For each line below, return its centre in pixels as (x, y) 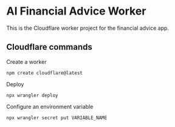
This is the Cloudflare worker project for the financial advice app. (87, 28)
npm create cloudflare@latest (45, 73)
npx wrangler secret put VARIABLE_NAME (57, 118)
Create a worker (26, 61)
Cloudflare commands (50, 47)
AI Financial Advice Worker (76, 11)
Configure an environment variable (50, 106)
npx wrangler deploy (33, 95)
